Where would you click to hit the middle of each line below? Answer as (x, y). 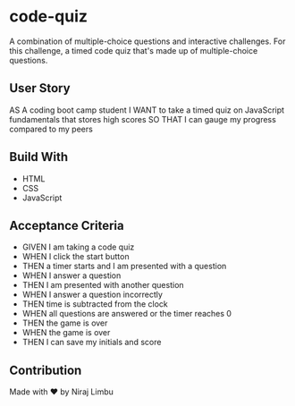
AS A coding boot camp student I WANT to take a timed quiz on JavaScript (147, 110)
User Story (40, 88)
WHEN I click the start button (76, 257)
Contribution (46, 370)
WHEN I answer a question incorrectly (93, 295)
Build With (39, 157)
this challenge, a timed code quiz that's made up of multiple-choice (134, 50)
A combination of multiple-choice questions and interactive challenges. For (147, 41)
